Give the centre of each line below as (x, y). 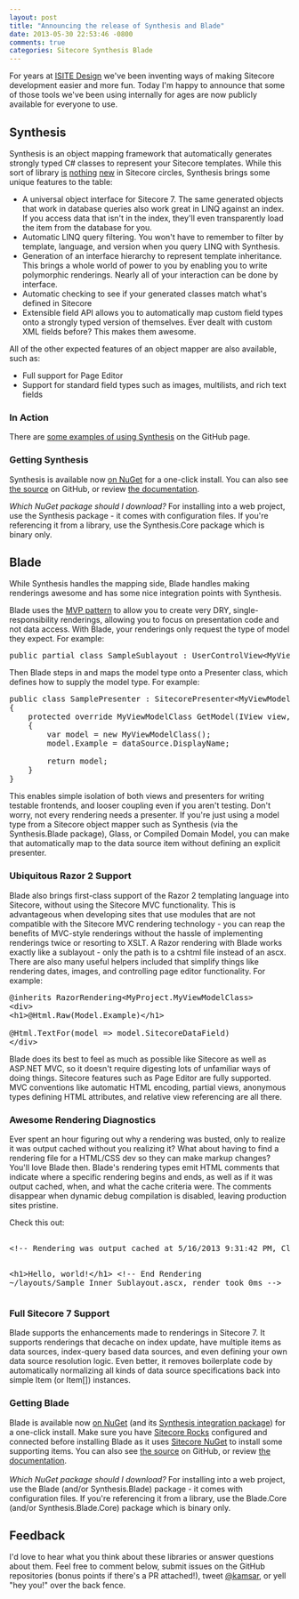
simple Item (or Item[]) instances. (70, 1380)
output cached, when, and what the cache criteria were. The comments (140, 1186)
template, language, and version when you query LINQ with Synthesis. (151, 246)
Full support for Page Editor (73, 376)
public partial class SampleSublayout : (99, 656)
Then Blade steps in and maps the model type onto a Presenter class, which (149, 673)
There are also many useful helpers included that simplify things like (134, 961)
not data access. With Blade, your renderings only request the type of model (149, 629)
